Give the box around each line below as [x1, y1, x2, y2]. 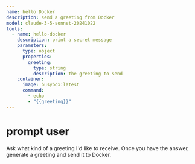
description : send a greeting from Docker [6, 14, 115, 20]
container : [17, 76, 45, 82]
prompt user [6, 124, 69, 138]
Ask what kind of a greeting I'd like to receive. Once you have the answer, [6, 144, 189, 151]
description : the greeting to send [33, 71, 123, 77]
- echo [28, 93, 45, 99]
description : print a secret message [17, 37, 112, 43]
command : [22, 87, 45, 93]
